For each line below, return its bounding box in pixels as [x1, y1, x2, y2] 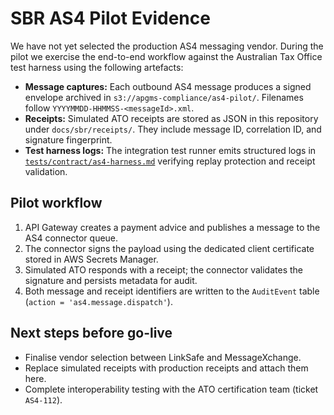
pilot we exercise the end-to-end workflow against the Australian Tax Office [10, 50, 323, 62]
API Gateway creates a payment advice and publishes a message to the [24, 221, 321, 233]
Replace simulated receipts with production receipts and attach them [24, 362, 309, 374]
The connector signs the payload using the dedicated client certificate [24, 242, 315, 254]
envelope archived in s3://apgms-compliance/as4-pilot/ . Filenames [24, 91, 304, 103]
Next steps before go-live [10, 325, 173, 342]
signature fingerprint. [24, 133, 113, 146]
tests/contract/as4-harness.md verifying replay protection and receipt [24, 155, 316, 167]
